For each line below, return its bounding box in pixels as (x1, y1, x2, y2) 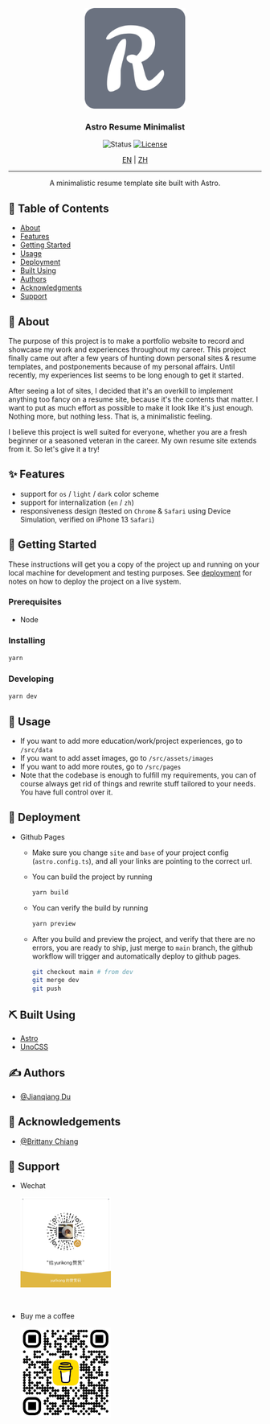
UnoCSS (19, 1042, 49, 1051)
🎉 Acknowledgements (8, 1115, 121, 1129)
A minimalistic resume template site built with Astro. (49, 178, 221, 188)
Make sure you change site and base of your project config (31, 848, 229, 857)
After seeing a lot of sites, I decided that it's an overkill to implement (8, 386, 234, 395)
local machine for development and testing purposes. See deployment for (8, 568, 252, 577)
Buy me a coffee (19, 1311, 75, 1321)
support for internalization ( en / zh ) (19, 497, 135, 507)
